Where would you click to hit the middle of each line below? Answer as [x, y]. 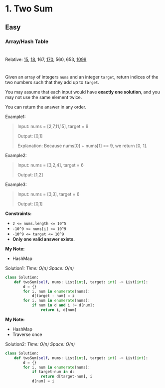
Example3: [16, 184]
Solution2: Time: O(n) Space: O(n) [40, 344]
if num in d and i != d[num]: [63, 305]
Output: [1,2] [30, 174]
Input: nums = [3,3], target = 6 [48, 194]
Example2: [16, 155]
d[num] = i [43, 381]
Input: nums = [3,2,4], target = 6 [50, 165]
